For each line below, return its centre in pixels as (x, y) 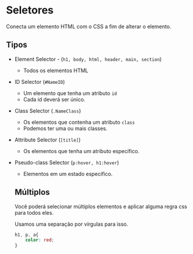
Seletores (30, 10)
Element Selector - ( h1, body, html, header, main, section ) (88, 59)
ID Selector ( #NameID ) (40, 82)
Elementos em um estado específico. (68, 174)
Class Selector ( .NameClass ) (48, 111)
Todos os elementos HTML (56, 70)
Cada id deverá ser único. (54, 99)
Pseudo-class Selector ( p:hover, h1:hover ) (67, 162)
